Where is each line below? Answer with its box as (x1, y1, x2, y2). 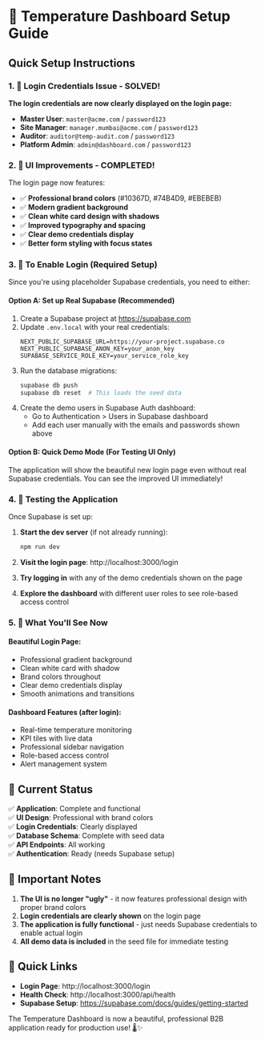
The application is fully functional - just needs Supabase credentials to (19, 919, 258, 929)
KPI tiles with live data (19, 733, 93, 743)
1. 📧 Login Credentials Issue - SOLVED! (8, 80, 161, 91)
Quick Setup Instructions (8, 56, 136, 70)
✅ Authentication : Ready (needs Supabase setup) (8, 848, 175, 858)
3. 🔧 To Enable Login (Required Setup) (8, 259, 158, 270)
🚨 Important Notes (8, 872, 102, 886)
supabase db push (19, 381, 78, 389)
